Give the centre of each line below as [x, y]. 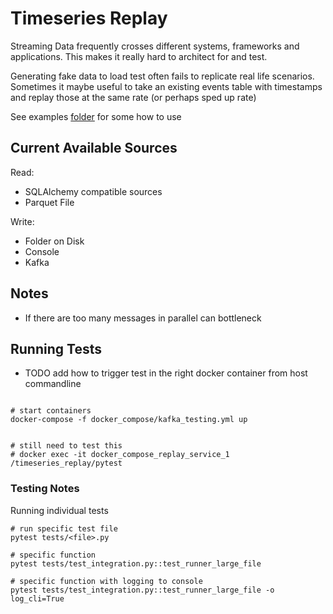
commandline [53, 384]
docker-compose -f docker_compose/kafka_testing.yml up [129, 420]
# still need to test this [66, 446]
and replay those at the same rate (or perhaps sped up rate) [133, 97]
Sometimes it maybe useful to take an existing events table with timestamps [166, 86]
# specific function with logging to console [106, 581]
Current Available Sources [94, 148]
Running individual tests [59, 510]
